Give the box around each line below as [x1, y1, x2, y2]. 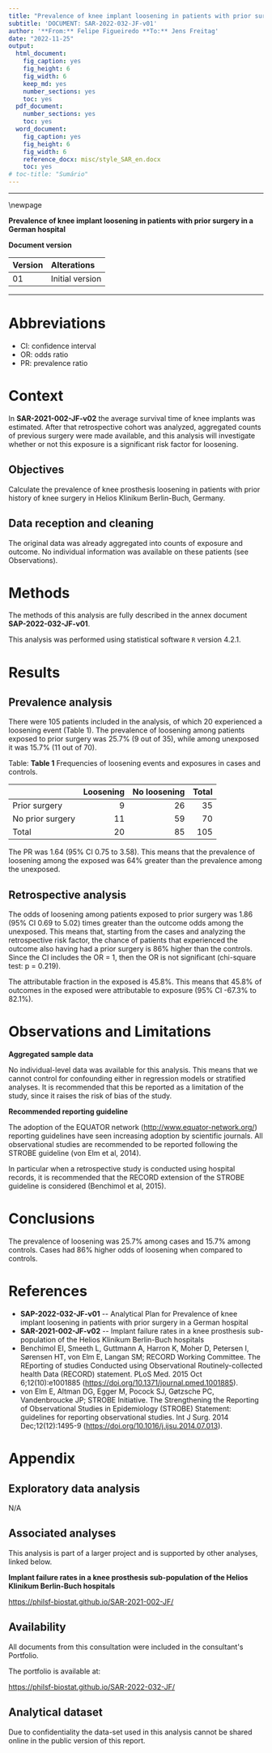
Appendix [8, 1450, 75, 1468]
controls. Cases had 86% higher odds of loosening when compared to [8, 1245, 243, 1255]
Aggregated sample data [8, 1050, 94, 1059]
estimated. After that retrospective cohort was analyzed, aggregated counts [8, 422, 261, 432]
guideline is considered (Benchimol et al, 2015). [8, 1181, 167, 1191]
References [8, 1283, 87, 1300]
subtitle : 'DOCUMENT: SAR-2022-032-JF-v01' [8, 19, 158, 28]
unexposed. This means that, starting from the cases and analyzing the [8, 926, 246, 937]
